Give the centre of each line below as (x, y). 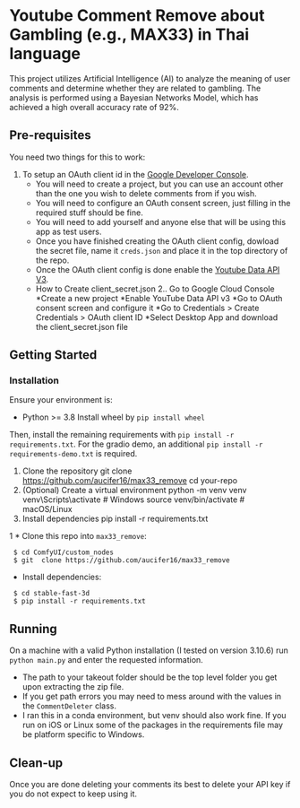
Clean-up (36, 763)
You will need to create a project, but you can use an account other (159, 184)
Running (34, 629)
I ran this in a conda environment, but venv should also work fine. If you (154, 716)
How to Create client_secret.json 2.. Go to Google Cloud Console (155, 289)
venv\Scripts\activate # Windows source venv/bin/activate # (133, 500)
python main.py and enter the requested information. (106, 660)
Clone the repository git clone (77, 471)
